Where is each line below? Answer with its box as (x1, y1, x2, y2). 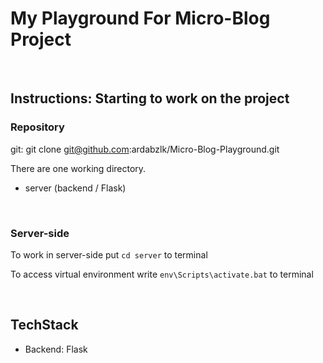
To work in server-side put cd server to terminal (10, 248, 208, 261)
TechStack (10, 317, 79, 334)
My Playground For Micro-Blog (10, 7, 271, 30)
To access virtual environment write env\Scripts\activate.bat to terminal (10, 268, 314, 280)
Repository (10, 120, 65, 134)
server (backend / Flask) (24, 182, 127, 194)
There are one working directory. (10, 162, 147, 174)
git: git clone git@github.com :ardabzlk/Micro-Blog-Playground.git (10, 143, 280, 155)
